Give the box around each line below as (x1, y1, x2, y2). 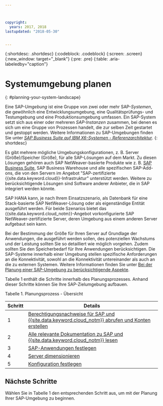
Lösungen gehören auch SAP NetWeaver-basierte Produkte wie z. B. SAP (5, 160, 152, 166)
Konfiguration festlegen (28, 361, 82, 367)
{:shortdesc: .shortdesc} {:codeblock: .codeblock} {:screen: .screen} (5, 51, 143, 57)
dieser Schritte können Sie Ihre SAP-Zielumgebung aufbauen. (5, 281, 129, 288)
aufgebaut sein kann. (5, 221, 48, 227)
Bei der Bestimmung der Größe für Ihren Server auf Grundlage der (5, 231, 137, 236)
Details (83, 303, 100, 309)
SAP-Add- (132, 165, 153, 171)
